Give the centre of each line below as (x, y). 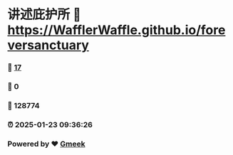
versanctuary (48, 45)
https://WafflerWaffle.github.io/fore (116, 30)
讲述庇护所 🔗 (45, 15)
